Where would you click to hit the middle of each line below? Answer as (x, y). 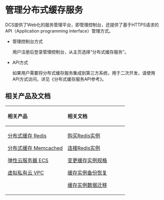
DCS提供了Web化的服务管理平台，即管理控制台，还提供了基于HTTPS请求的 (82, 25)
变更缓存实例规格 (87, 160)
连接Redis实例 (84, 148)
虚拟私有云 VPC (26, 172)
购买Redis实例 (84, 135)
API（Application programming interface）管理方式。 (59, 31)
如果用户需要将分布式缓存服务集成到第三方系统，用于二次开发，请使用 (84, 73)
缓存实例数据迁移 (87, 185)
